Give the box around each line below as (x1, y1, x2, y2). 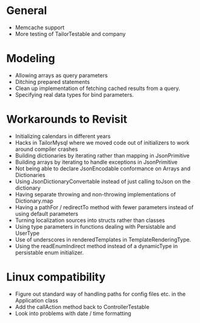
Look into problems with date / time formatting (15, 310, 132, 317)
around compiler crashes (15, 145, 78, 153)
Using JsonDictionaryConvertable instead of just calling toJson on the (15, 178, 191, 185)
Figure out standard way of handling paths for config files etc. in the (15, 290, 186, 297)
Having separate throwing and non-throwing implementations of (15, 190, 176, 198)
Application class (15, 296, 58, 304)
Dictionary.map (15, 197, 53, 204)
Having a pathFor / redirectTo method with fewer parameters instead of (15, 203, 194, 210)
